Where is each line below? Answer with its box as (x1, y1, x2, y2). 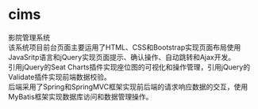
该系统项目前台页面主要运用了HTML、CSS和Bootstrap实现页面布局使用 (8, 42, 241, 52)
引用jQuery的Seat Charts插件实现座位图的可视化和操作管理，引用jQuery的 (8, 62, 251, 72)
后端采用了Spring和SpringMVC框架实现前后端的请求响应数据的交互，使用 (8, 81, 248, 92)
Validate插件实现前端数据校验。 (8, 72, 111, 81)
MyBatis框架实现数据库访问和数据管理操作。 (8, 92, 153, 101)
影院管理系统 (8, 32, 50, 42)
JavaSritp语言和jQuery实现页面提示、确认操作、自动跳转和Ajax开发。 (8, 52, 236, 62)
